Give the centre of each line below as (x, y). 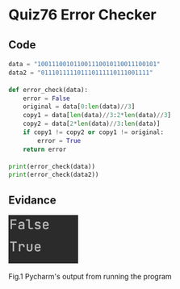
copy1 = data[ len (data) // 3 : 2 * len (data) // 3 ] (97, 115)
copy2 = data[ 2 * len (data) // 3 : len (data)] (92, 124)
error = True (59, 140)
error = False (46, 98)
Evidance (32, 200)
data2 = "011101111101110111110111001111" (81, 73)
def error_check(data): (48, 90)
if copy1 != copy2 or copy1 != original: (93, 132)
